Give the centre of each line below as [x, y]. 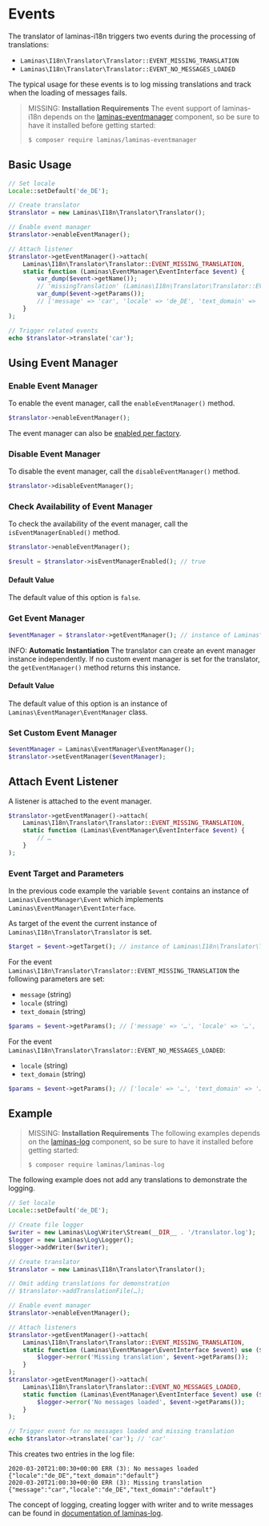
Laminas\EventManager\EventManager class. [78, 712]
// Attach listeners [43, 1327]
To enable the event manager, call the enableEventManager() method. [122, 403]
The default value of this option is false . [74, 598]
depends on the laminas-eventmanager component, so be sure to [151, 116]
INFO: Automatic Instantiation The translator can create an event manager [132, 650]
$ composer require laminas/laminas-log [96, 1165]
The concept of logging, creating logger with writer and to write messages [131, 1505]
